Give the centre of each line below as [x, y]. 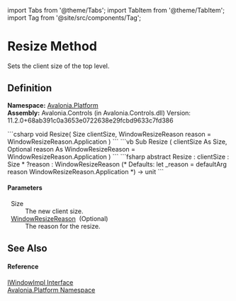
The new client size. [54, 211]
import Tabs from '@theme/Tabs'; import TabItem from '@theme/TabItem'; [116, 10]
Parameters [25, 188]
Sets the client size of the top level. [58, 66]
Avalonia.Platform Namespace [51, 290]
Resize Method [52, 46]
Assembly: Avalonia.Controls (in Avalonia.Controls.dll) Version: [99, 113]
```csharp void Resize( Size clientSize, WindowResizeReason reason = [109, 134]
